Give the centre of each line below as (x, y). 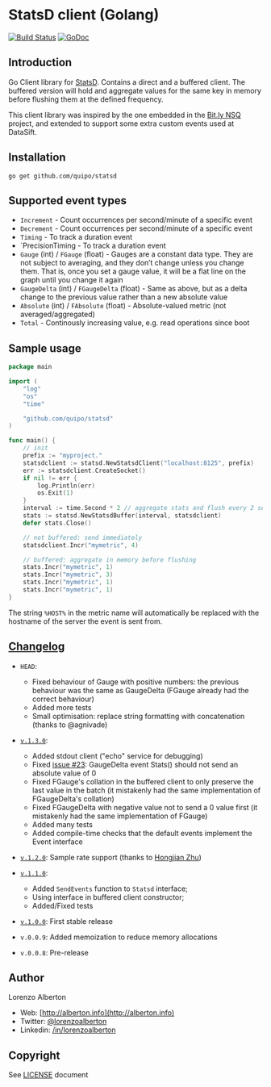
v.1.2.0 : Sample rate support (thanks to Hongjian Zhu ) (110, 857)
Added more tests (62, 707)
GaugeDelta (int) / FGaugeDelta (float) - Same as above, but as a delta (133, 289)
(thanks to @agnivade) (70, 725)
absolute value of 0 (64, 773)
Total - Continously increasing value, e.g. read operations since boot (135, 323)
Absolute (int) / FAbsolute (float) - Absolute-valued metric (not (123, 306)
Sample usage (45, 348)
